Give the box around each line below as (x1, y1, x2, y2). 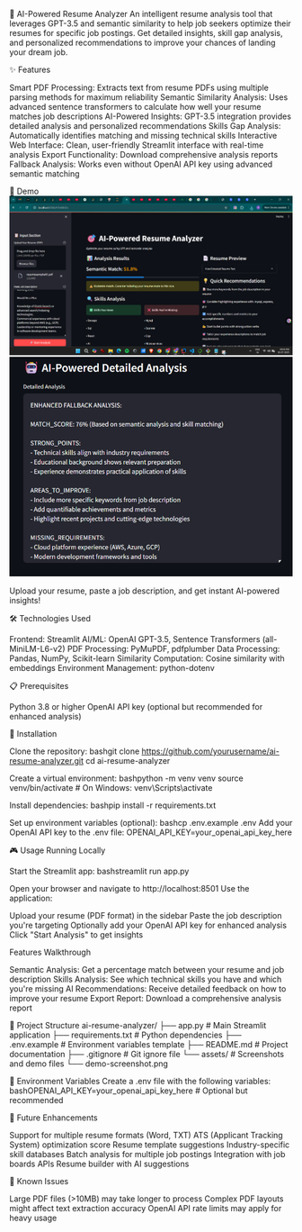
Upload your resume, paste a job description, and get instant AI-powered (9, 585, 280, 596)
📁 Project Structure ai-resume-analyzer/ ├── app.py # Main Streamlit (9, 1020, 267, 1031)
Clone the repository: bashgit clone (9, 746, 140, 756)
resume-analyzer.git (9, 756, 84, 766)
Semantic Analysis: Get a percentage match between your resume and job (9, 965, 285, 975)
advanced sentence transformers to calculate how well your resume (9, 102, 262, 112)
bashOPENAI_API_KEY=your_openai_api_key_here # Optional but (9, 1085, 248, 1096)
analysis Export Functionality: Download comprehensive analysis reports (9, 149, 279, 159)
